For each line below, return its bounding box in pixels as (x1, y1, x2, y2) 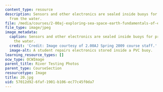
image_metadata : (5, 30, 38, 35)
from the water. (9, 16, 42, 21)
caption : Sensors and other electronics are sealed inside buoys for (9, 35, 153, 39)
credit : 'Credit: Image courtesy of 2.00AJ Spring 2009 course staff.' (9, 43, 158, 48)
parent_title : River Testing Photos (5, 61, 79, 66)
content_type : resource (5, 7, 53, 12)
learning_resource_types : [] (5, 52, 64, 57)
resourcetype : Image (5, 71, 47, 75)
